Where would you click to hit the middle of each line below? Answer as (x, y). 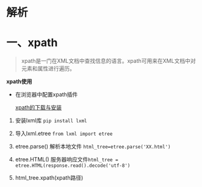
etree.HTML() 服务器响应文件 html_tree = (67, 159)
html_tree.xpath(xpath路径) (49, 178)
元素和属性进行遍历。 (48, 68)
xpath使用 (19, 82)
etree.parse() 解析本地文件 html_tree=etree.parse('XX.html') (93, 147)
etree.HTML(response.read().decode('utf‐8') (73, 166)
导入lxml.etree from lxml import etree (64, 134)
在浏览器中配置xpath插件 (46, 95)
